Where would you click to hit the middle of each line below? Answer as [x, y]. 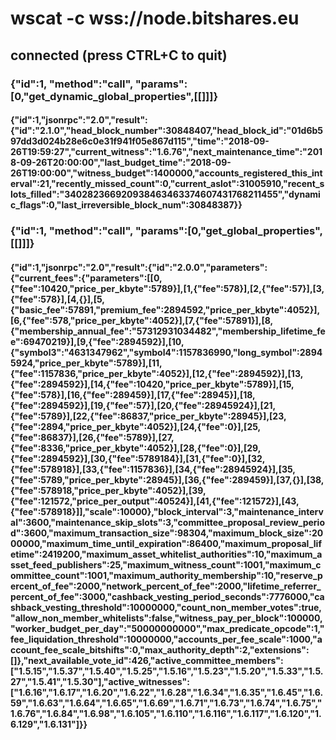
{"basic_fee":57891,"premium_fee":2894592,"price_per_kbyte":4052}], [165, 309]
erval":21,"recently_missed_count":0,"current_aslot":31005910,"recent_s [167, 184]
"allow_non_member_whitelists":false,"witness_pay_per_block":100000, [166, 618]
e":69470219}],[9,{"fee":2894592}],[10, [97, 341]
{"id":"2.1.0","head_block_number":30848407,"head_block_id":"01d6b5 [167, 131]
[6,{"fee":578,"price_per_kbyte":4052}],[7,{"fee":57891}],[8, [142, 320]
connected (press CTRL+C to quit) [119, 55]
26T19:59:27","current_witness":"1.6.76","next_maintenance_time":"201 [166, 152]
